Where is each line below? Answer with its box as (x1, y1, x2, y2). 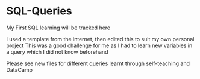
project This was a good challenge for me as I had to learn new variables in (6, 42, 193, 49)
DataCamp (6, 66, 33, 73)
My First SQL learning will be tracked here (6, 24, 111, 31)
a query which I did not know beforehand (6, 48, 108, 55)
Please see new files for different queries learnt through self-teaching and (6, 60, 190, 67)
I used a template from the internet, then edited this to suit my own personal (6, 35, 195, 42)
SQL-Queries (6, 4, 72, 18)
